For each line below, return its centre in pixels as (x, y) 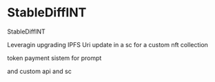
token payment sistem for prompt (54, 58)
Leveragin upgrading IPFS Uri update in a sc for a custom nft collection (108, 44)
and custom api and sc (40, 71)
